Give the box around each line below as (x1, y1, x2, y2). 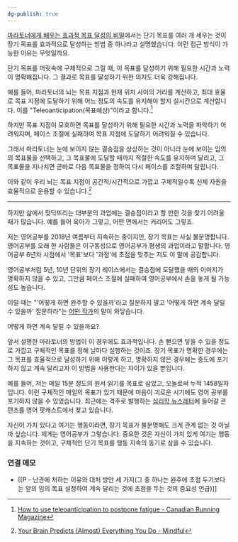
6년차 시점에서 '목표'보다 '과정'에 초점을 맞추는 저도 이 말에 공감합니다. (25, 250, 221, 259)
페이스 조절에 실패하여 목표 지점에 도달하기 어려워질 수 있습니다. (33, 129, 210, 139)
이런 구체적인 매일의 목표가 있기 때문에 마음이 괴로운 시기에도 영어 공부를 (28, 388, 229, 396)
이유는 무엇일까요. (20, 48, 70, 57)
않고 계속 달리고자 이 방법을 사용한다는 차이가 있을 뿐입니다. (20, 364, 186, 372)
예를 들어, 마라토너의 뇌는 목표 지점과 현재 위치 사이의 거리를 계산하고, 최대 (7, 87, 213, 96)
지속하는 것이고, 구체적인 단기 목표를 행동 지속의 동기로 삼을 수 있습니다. (14, 438, 213, 447)
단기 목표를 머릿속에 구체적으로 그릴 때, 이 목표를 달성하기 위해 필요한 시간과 (7, 63, 217, 72)
